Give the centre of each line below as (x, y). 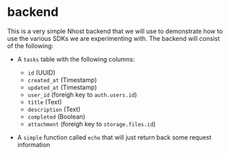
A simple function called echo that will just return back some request (114, 137)
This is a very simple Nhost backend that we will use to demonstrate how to (115, 31)
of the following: (30, 46)
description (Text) (54, 109)
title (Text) (45, 102)
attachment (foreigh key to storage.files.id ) (91, 124)
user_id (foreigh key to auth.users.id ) (82, 95)
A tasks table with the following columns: (76, 59)
